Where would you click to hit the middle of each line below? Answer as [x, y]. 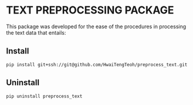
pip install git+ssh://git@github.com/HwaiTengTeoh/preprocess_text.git [97, 65]
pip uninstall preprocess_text [44, 96]
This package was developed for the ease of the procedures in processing [96, 26]
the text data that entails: [36, 32]
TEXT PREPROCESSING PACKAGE [90, 10]
